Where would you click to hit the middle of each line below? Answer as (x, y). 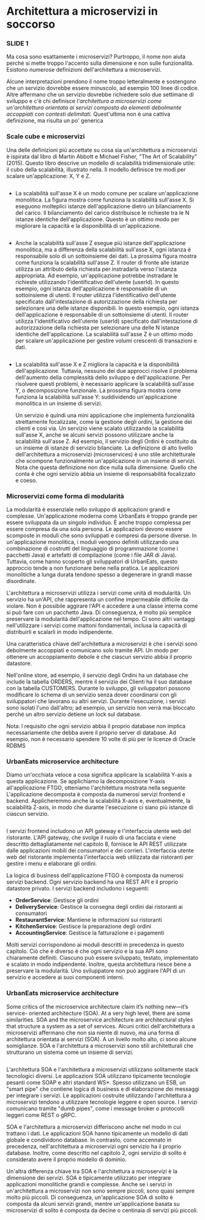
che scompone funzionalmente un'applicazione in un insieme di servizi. (105, 461)
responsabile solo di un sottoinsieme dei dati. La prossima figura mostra (106, 256)
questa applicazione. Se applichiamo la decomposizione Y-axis (86, 781)
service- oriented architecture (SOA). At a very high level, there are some (99, 1013)
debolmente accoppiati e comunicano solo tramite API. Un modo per (93, 650)
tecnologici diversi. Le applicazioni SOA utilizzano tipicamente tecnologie (99, 1075)
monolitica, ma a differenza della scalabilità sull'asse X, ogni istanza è (103, 249)
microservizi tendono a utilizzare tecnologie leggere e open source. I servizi (102, 1102)
